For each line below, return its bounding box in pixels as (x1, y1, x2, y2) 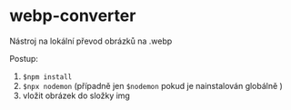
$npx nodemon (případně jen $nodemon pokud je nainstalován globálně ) (22, 80, 284, 91)
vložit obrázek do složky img (22, 90, 130, 101)
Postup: (9, 53, 39, 64)
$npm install (22, 72, 73, 82)
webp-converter (9, 5, 136, 26)
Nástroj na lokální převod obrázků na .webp (9, 35, 173, 46)
